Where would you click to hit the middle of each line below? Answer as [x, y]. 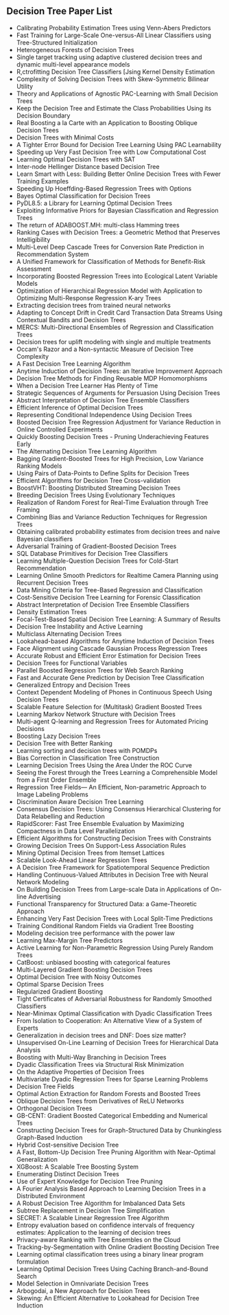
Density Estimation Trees [51, 611]
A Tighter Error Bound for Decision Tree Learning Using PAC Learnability [119, 144]
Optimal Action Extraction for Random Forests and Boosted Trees [108, 1093]
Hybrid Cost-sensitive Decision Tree [68, 1145]
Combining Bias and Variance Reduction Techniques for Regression [112, 517]
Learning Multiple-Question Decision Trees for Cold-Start [97, 561]
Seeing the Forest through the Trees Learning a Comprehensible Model [117, 772]
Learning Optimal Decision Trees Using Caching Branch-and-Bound [112, 1269]
